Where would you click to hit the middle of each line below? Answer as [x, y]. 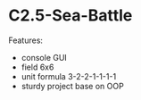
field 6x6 [37, 67]
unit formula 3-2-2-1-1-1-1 [69, 76]
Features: [26, 40]
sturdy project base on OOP [72, 86]
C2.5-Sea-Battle [70, 16]
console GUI [44, 57]
